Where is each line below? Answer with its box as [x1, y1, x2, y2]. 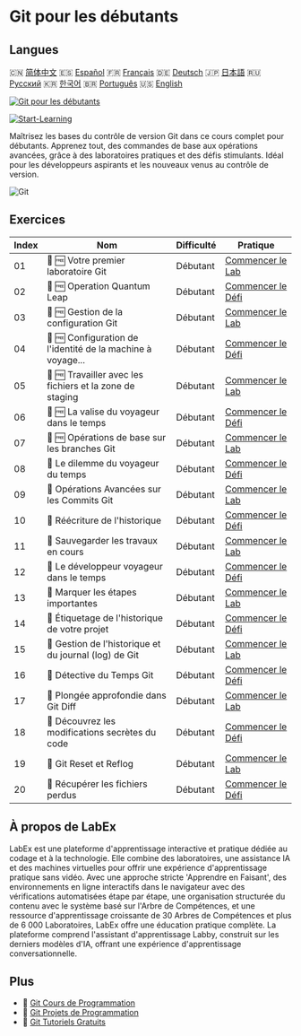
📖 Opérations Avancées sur [47, 483, 161, 495]
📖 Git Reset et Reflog [47, 757, 134, 770]
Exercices [9, 213, 65, 228]
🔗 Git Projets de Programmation [21, 1007, 139, 1018]
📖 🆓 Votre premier [47, 254, 125, 266]
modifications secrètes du [47, 726, 157, 738]
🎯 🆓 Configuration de [47, 331, 139, 344]
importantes [47, 596, 99, 609]
